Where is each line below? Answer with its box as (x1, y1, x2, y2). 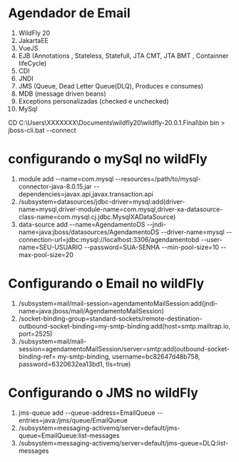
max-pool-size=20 (18, 250, 73, 258)
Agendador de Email (8, 5, 131, 21)
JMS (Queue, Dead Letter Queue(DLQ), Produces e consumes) (18, 81, 204, 90)
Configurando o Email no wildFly (8, 276, 205, 292)
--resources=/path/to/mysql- (115, 174, 201, 183)
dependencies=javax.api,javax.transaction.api (18, 189, 154, 198)
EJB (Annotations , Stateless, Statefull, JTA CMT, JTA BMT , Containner (18, 51, 229, 60)
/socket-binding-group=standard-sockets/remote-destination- (18, 314, 203, 323)
